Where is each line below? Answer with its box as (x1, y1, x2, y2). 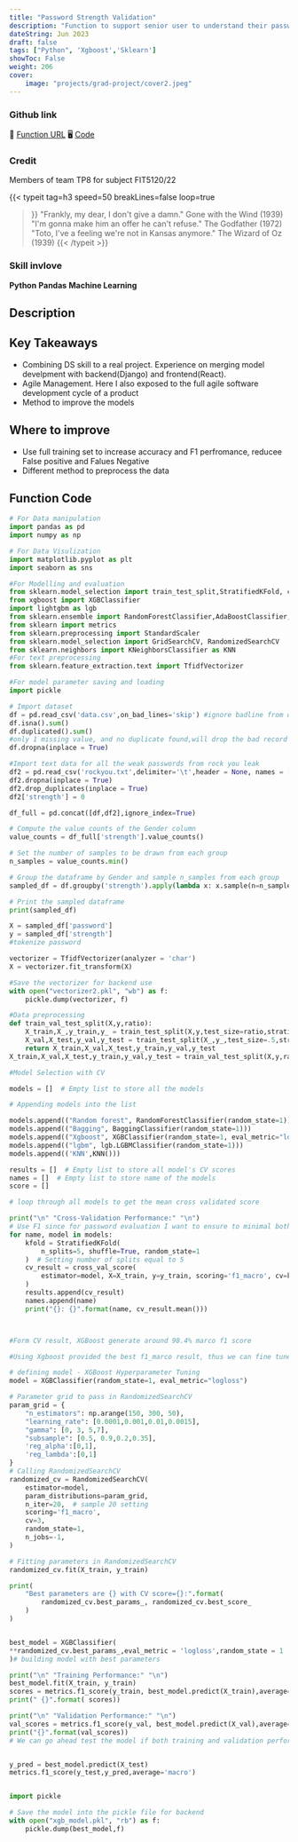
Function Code (9, 490, 92, 506)
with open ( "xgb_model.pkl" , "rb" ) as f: (9, 1816, 161, 1825)
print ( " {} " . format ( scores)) (9, 1696, 122, 1704)
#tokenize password (9, 938, 82, 947)
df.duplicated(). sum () (9, 727, 93, 736)
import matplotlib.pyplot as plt (9, 555, 133, 564)
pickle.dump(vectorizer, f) (25, 995, 129, 1004)
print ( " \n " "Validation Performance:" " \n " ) (9, 1712, 176, 1720)
